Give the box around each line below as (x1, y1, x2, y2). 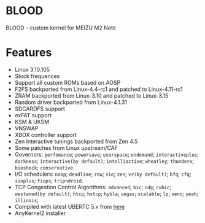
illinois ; (14, 196, 39, 203)
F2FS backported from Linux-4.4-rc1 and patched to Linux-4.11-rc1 (14, 85, 183, 93)
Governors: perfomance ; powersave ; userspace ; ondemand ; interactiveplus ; (14, 151, 199, 158)
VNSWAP (14, 124, 39, 132)
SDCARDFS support (14, 105, 66, 112)
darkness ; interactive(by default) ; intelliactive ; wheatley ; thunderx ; (14, 157, 195, 165)
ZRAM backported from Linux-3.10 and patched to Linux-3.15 (14, 92, 169, 99)
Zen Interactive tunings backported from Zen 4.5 (14, 138, 138, 145)
